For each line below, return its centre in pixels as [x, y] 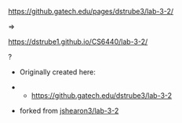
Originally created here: [58, 72]
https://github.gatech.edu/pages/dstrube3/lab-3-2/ [91, 11]
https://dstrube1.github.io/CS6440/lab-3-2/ [78, 42]
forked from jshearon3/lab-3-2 [69, 110]
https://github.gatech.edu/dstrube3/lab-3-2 [102, 96]
